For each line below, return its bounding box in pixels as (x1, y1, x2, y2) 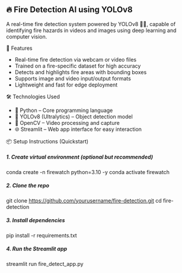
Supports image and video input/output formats (14, 75, 132, 82)
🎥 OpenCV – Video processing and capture (14, 119, 120, 126)
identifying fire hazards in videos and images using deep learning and (6, 27, 177, 34)
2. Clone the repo (6, 182, 49, 189)
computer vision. (6, 33, 47, 40)
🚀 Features (6, 44, 33, 52)
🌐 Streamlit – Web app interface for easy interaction (14, 126, 142, 133)
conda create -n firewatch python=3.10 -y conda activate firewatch (6, 168, 170, 175)
